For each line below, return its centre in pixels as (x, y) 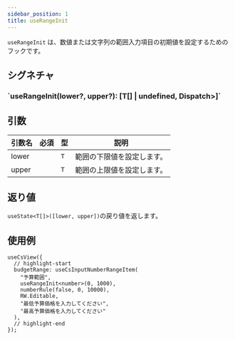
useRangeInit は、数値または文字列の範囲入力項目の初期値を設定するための (118, 42)
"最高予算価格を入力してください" (63, 311)
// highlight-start (43, 264)
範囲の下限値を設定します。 (121, 156)
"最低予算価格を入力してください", (64, 304)
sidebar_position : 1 (38, 14)
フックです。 (26, 51)
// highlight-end (40, 324)
